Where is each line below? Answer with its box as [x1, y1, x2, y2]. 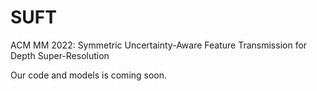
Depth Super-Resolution [10, 49, 110, 61]
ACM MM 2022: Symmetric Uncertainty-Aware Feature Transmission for [10, 39, 308, 51]
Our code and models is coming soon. [10, 69, 168, 81]
